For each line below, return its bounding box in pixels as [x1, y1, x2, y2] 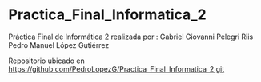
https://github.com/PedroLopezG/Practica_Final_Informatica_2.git [8, 64, 225, 73]
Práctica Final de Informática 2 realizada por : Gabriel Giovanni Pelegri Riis [8, 32, 254, 41]
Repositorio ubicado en [8, 56, 86, 65]
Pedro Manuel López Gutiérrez [8, 40, 110, 49]
